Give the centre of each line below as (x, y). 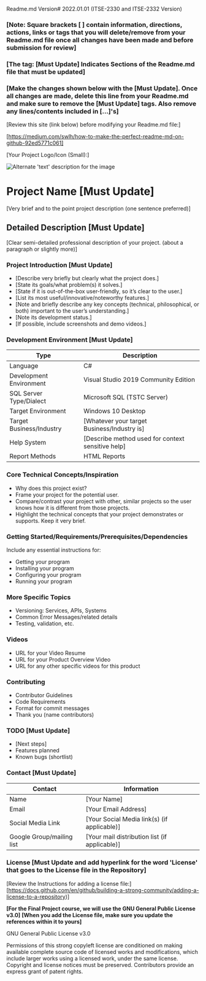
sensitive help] (105, 446)
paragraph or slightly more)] (42, 249)
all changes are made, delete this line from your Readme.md (97, 96)
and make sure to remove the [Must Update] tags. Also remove (101, 104)
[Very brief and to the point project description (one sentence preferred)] (99, 208)
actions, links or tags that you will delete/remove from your (96, 32)
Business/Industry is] (114, 429)
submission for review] (41, 47)
